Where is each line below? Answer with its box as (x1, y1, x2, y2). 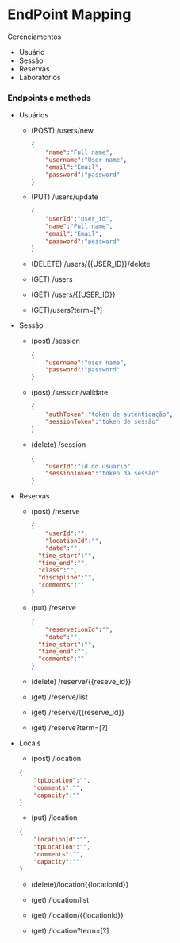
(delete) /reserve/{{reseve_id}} (30, 677, 132, 687)
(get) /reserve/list (30, 692, 88, 702)
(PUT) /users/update (30, 192, 98, 202)
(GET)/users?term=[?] (30, 305, 103, 314)
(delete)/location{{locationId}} (30, 879, 129, 889)
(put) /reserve (30, 602, 77, 612)
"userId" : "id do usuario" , (45, 462, 135, 470)
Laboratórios (18, 72, 61, 82)
